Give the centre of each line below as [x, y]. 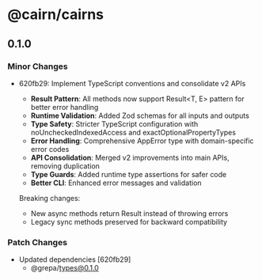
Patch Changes [38, 242]
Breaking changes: [49, 198]
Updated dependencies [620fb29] [75, 259]
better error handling [65, 107]
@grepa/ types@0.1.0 [65, 268]
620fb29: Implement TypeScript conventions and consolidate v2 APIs [132, 83]
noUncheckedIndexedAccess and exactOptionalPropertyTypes [133, 132]
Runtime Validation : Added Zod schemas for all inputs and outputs [140, 115]
